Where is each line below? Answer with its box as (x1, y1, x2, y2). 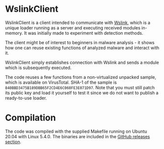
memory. (5, 30, 23, 36)
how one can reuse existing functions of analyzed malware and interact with (5, 45, 160, 50)
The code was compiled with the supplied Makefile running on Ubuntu (5, 128, 147, 134)
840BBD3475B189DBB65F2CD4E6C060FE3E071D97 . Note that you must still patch (5, 84, 155, 90)
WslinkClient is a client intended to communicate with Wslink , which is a (5, 20, 151, 25)
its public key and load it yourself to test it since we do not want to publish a (5, 90, 159, 96)
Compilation (5, 112, 56, 124)
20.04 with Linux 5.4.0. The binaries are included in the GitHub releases (5, 133, 150, 139)
